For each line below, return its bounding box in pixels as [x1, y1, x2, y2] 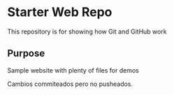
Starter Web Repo [7, 4, 113, 20]
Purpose [7, 47, 45, 59]
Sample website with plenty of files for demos [7, 66, 140, 74]
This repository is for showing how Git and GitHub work [7, 27, 167, 36]
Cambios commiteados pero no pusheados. [7, 80, 133, 88]
